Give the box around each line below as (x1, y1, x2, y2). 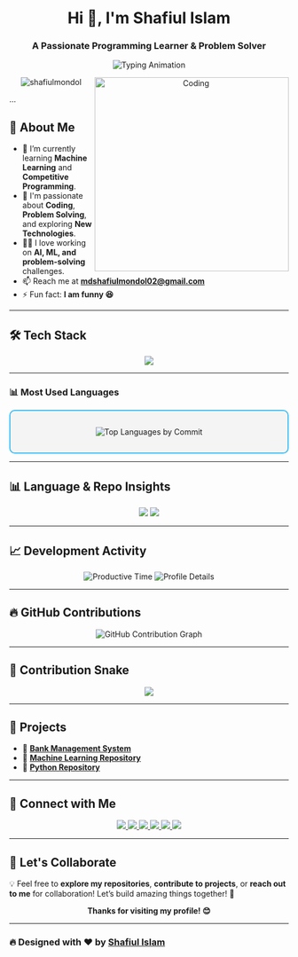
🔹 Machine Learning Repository (21, 753, 142, 764)
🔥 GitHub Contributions (9, 605, 142, 620)
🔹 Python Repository (21, 762, 100, 773)
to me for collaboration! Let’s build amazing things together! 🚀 (9, 889, 235, 899)
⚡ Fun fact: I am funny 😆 (21, 289, 114, 300)
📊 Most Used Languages (9, 386, 120, 398)
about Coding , (21, 200, 75, 211)
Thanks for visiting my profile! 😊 (87, 906, 211, 916)
